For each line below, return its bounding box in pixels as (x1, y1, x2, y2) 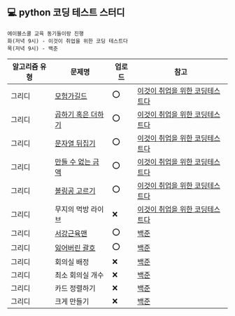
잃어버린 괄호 (55, 243, 96, 253)
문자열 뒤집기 (55, 138, 96, 148)
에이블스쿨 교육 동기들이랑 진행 (7, 30, 84, 37)
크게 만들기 (55, 296, 90, 306)
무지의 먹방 (55, 204, 90, 214)
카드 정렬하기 (55, 283, 96, 293)
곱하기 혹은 (55, 110, 90, 119)
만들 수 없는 (55, 157, 91, 166)
